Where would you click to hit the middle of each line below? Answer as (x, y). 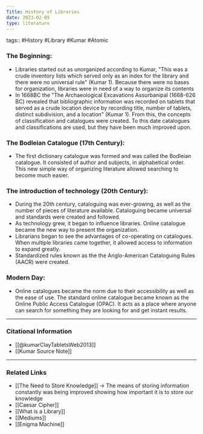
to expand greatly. (37, 249)
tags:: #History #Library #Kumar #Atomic (57, 41)
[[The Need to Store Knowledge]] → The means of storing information (102, 386)
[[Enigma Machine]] (40, 424)
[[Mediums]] (31, 418)
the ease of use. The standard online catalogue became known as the (102, 297)
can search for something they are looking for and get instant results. (101, 310)
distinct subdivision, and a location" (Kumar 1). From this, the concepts (103, 114)
